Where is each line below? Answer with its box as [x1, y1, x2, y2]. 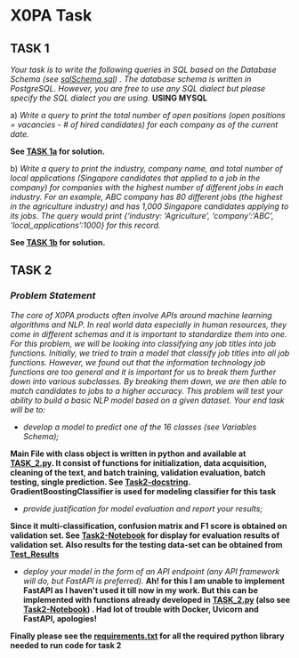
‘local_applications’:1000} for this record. [10, 220, 161, 230]
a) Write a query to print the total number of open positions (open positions [10, 110, 286, 120]
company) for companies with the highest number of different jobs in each [10, 182, 284, 192]
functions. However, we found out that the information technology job [10, 357, 266, 367]
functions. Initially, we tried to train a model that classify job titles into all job [10, 348, 290, 358]
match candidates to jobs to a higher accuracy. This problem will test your [10, 385, 284, 396]
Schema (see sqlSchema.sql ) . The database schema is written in [10, 74, 252, 84]
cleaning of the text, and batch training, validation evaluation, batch [10, 467, 266, 477]
